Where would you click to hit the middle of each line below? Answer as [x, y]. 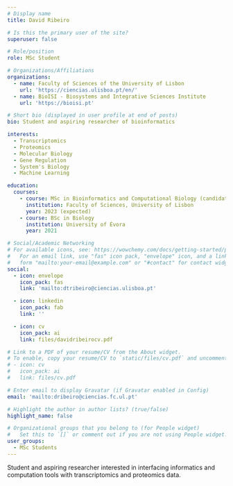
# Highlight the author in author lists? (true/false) [88, 409]
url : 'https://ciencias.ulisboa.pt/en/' [79, 90]
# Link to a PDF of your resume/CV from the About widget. [94, 352]
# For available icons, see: [49, 250]
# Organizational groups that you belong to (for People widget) [103, 428]
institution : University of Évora [76, 224]
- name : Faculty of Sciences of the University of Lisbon [99, 83]
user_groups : [26, 442]
